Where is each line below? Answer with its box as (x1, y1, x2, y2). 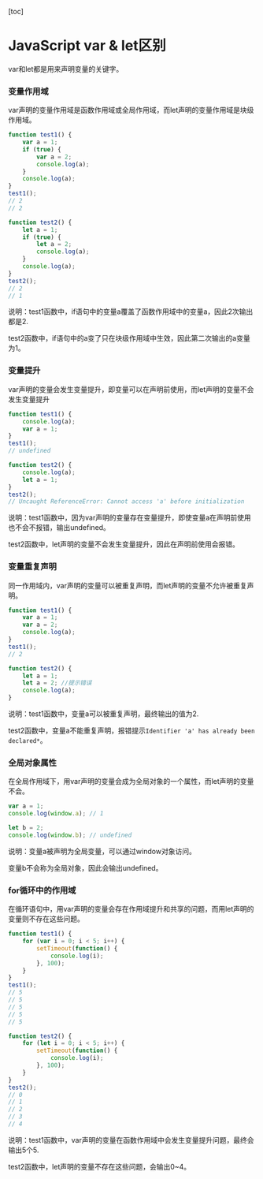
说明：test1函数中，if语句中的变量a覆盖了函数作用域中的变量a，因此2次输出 (8, 307, 254, 316)
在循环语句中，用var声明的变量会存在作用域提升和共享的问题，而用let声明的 (8, 905, 254, 914)
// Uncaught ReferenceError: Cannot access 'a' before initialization (8, 498, 245, 506)
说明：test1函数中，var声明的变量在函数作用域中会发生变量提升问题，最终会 (8, 1135, 254, 1144)
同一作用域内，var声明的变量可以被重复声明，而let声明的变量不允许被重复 (8, 580, 248, 590)
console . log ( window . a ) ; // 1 (8, 810, 104, 818)
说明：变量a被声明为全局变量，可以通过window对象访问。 (8, 846, 197, 856)
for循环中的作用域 (8, 885, 76, 896)
